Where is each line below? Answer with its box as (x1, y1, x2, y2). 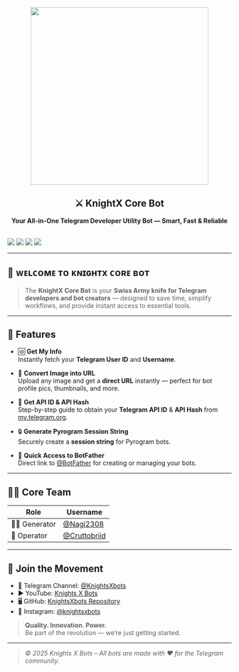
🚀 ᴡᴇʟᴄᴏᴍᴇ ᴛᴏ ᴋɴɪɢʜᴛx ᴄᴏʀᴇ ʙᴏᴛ (7, 267, 150, 279)
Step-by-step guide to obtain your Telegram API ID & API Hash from (17, 405, 218, 414)
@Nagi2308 (63, 519, 105, 529)
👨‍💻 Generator (11, 519, 57, 529)
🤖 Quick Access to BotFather (17, 452, 105, 460)
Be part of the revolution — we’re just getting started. (24, 629, 181, 637)
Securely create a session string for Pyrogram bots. (17, 437, 171, 446)
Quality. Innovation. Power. (24, 621, 107, 629)
